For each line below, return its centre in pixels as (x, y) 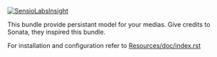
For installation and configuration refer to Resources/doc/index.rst (104, 45)
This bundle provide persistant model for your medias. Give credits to (109, 24)
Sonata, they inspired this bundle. (57, 32)
